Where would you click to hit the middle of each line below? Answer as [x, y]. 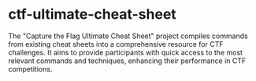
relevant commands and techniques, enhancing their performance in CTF [127, 61]
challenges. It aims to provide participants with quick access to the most [125, 52]
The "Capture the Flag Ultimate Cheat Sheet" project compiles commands [128, 36]
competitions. [30, 69]
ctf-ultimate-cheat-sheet [93, 14]
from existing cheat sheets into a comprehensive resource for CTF [116, 44]
